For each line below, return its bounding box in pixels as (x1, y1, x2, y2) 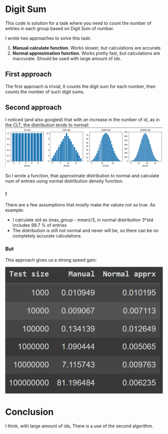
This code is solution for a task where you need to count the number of (5, 20, 151, 26)
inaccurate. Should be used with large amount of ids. (12, 55, 121, 61)
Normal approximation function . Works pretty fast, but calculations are (12, 50, 160, 56)
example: (5, 207, 24, 213)
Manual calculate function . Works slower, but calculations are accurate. (12, 45, 162, 51)
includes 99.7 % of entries (12, 222, 67, 229)
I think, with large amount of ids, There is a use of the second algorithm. (5, 422, 153, 429)
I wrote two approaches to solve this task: (5, 35, 91, 41)
